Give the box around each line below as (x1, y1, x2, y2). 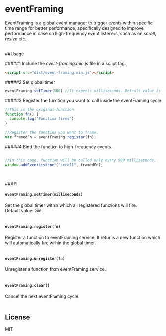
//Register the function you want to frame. (5, 130, 99, 135)
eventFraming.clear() (5, 283, 50, 288)
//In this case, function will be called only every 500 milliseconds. (5, 158, 156, 163)
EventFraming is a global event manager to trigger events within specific (5, 20, 153, 26)
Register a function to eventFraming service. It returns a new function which (5, 235, 161, 241)
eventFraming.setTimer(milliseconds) (5, 192, 83, 197)
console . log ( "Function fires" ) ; (9, 116, 77, 121)
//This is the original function (5, 107, 74, 112)
